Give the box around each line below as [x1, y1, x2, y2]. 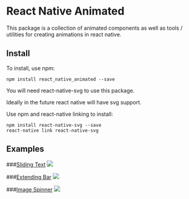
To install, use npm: [6, 64, 55, 72]
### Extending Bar [6, 173, 51, 180]
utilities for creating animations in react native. [6, 30, 122, 38]
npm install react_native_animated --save [6, 76, 115, 83]
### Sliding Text [6, 161, 46, 168]
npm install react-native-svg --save [6, 122, 102, 128]
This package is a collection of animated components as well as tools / [6, 24, 183, 32]
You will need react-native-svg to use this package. [6, 87, 135, 94]
